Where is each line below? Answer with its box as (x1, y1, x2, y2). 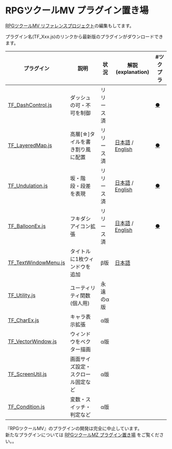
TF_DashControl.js (8, 101, 52, 108)
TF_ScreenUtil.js (8, 370, 47, 377)
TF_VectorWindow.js (8, 338, 57, 345)
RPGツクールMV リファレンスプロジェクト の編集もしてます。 (5, 23, 134, 29)
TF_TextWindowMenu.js (8, 259, 66, 266)
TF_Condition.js (8, 403, 45, 410)
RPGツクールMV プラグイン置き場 (5, 5, 149, 16)
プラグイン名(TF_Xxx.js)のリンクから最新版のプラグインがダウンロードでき (5, 33, 164, 39)
